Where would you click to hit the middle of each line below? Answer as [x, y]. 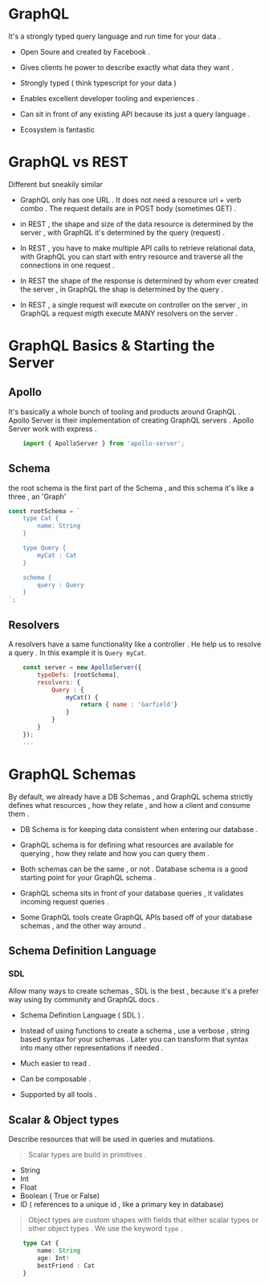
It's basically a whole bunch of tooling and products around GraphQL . [124, 411]
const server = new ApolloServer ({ [82, 667]
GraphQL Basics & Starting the [112, 346]
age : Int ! [53, 1258]
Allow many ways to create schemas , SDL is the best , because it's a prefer [134, 991]
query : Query [61, 585]
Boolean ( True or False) [60, 1196]
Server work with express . [53, 428]
